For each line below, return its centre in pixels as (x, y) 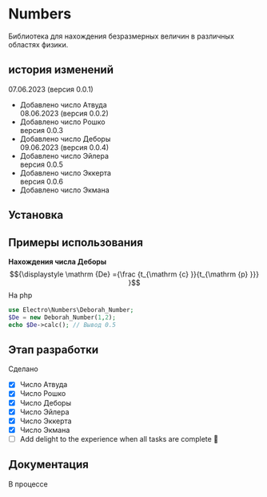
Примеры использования (76, 242)
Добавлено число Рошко (62, 122)
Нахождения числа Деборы (57, 261)
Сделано (23, 369)
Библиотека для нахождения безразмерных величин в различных (121, 36)
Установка (36, 215)
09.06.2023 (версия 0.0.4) (64, 147)
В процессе (28, 484)
